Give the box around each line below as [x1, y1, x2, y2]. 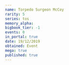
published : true [5, 52, 38, 58]
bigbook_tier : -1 [5, 25, 40, 30]
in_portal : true [5, 35, 38, 40]
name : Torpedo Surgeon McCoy [5, 7, 64, 12]
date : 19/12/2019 [5, 39, 40, 44]
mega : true [5, 48, 27, 53]
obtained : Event [5, 43, 38, 48]
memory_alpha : [5, 21, 34, 26]
